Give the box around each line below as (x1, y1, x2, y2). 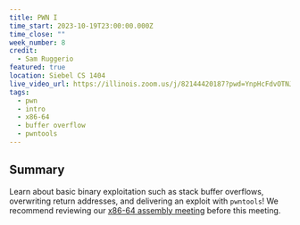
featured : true (9, 63, 66, 72)
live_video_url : (9, 79, 70, 88)
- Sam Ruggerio (17, 54, 74, 63)
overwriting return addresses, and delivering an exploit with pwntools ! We (9, 196, 279, 206)
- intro (17, 104, 46, 113)
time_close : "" (9, 29, 66, 38)
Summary (9, 162, 65, 178)
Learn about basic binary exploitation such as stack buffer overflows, (9, 186, 264, 196)
